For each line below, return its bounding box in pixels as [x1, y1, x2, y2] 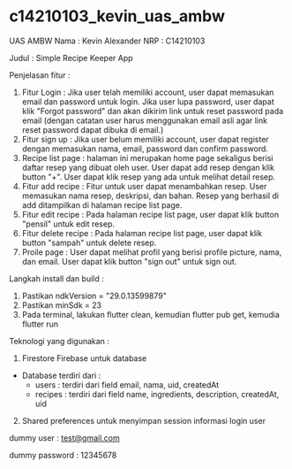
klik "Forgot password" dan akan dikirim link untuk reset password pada [21, 105, 284, 116]
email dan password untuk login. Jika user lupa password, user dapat [21, 96, 275, 107]
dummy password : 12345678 [9, 450, 117, 460]
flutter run [21, 319, 59, 329]
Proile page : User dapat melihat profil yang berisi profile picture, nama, [21, 246, 282, 258]
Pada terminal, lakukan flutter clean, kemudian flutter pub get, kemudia [21, 309, 281, 319]
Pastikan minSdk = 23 [21, 299, 102, 311]
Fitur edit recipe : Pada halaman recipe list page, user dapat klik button [21, 209, 280, 219]
